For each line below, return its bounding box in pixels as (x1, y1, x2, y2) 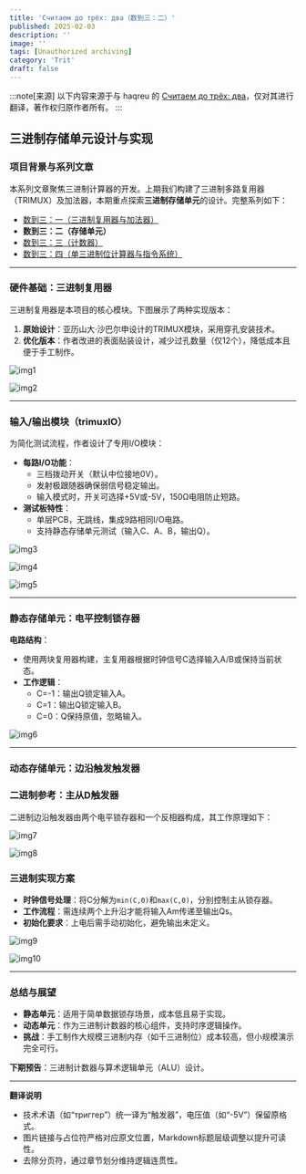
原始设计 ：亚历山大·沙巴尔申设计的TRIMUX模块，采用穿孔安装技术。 (22, 323, 280, 334)
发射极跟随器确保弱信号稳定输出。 (36, 480, 165, 491)
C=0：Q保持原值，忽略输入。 (36, 711, 148, 722)
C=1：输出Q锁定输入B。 (36, 700, 127, 711)
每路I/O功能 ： (22, 457, 75, 468)
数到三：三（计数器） (22, 236, 103, 247)
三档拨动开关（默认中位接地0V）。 (36, 469, 164, 480)
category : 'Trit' (9, 56, 76, 65)
